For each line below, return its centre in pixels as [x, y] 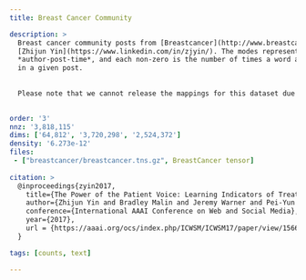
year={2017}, [51, 220]
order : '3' [30, 118]
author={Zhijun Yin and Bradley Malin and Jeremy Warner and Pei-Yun [161, 203]
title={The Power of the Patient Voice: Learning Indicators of [150, 195]
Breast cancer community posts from [87, 43]
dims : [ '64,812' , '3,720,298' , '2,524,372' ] [95, 135]
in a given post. [51, 68]
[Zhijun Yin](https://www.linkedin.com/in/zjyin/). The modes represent [158, 51]
